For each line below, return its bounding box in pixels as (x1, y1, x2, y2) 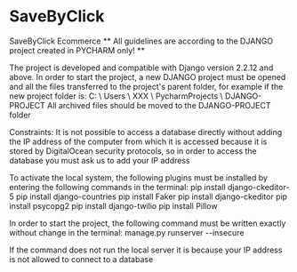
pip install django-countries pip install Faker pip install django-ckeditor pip (16, 191, 287, 202)
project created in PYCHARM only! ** (9, 44, 145, 55)
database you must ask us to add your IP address (9, 155, 190, 165)
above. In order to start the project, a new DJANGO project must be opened (9, 71, 286, 82)
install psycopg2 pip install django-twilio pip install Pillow (9, 200, 218, 211)
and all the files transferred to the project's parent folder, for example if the (9, 81, 284, 92)
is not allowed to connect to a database (9, 253, 154, 264)
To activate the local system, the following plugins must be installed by (9, 172, 269, 183)
